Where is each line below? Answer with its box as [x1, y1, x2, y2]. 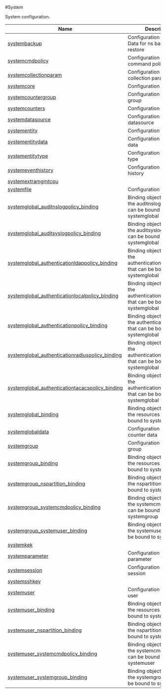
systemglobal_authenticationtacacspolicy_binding [7, 384, 123, 391]
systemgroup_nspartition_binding [7, 480, 85, 487]
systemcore [7, 83, 36, 90]
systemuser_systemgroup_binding [7, 674, 87, 681]
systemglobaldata [7, 428, 49, 435]
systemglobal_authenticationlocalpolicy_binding [7, 292, 119, 299]
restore [127, 46, 145, 53]
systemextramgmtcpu [7, 178, 58, 185]
